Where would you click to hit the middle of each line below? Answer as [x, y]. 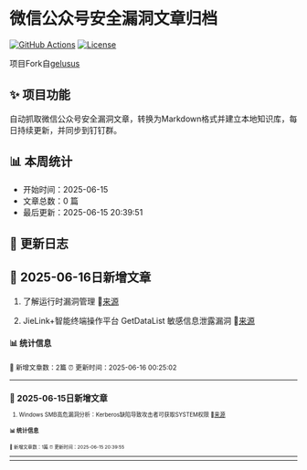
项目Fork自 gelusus [45, 63]
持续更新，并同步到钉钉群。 [69, 130]
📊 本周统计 [41, 162]
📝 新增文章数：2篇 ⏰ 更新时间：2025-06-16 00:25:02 [93, 367]
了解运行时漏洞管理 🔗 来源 [70, 301]
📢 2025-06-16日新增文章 [80, 278]
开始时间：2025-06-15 [65, 189]
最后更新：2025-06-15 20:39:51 [83, 212]
